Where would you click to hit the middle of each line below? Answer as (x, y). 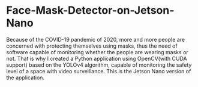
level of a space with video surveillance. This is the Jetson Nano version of (99, 71)
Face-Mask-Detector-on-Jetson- (90, 10)
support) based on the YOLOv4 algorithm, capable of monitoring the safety (99, 65)
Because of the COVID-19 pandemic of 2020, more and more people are (95, 39)
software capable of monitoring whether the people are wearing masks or (97, 52)
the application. (25, 77)
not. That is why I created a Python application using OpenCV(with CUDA (97, 58)
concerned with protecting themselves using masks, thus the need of (92, 46)
